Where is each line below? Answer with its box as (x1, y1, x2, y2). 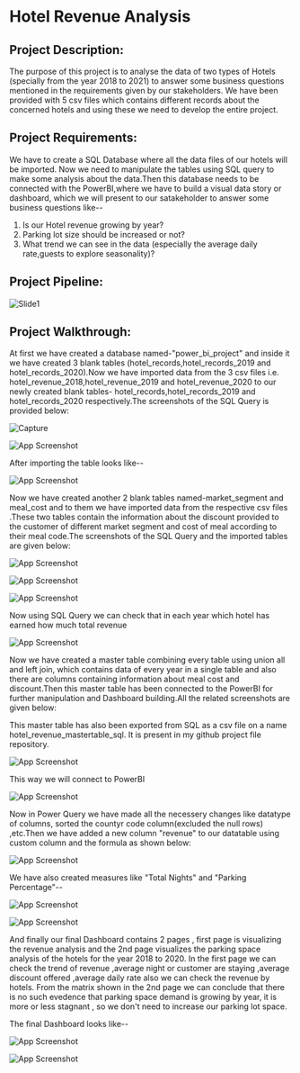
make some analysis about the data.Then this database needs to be (9, 173, 260, 184)
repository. (9, 739, 49, 750)
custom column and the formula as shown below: (9, 837, 191, 848)
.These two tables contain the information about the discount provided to (9, 511, 280, 523)
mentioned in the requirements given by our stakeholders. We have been (9, 86, 278, 95)
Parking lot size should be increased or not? (22, 229, 186, 239)
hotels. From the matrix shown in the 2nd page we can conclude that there (9, 982, 286, 993)
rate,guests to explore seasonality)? (22, 248, 155, 258)
